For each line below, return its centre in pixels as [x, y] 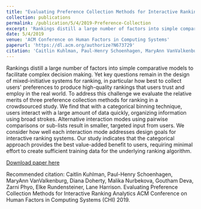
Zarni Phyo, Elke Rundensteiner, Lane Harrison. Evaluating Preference [92, 187]
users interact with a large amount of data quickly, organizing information [96, 112]
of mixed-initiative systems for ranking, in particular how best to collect [94, 80]
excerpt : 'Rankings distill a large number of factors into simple [92, 29]
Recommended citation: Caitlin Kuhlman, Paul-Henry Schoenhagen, [89, 174]
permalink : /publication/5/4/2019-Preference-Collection [79, 23]
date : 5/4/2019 [25, 34]
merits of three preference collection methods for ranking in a [82, 100]
